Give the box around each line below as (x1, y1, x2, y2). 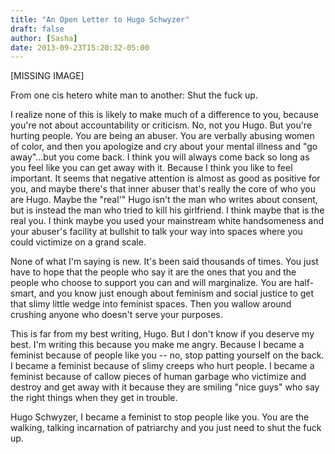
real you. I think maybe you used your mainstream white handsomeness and (10, 215, 325, 227)
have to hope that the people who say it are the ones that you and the (10, 266, 297, 278)
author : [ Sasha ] (10, 33, 78, 43)
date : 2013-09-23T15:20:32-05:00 (10, 42, 150, 53)
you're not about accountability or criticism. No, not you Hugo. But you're (10, 119, 313, 131)
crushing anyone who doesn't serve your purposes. (10, 309, 223, 321)
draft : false (10, 24, 65, 34)
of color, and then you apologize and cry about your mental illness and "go (10, 141, 318, 153)
